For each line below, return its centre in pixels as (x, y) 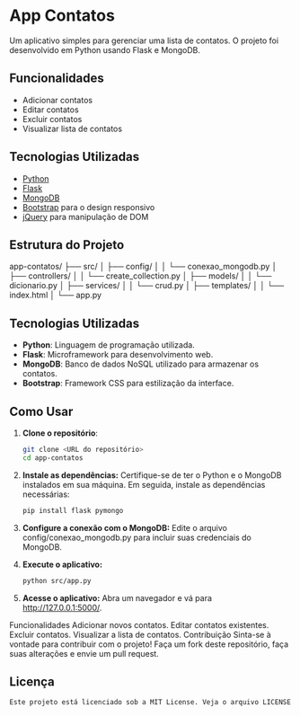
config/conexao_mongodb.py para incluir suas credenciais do (137, 537)
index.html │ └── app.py (55, 295)
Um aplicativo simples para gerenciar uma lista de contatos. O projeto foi (144, 40)
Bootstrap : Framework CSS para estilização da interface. (128, 384)
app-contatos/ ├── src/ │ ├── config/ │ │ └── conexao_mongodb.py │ (143, 267)
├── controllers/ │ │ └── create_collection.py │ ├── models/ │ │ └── (141, 276)
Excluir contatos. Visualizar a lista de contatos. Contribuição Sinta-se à (140, 634)
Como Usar (41, 411)
